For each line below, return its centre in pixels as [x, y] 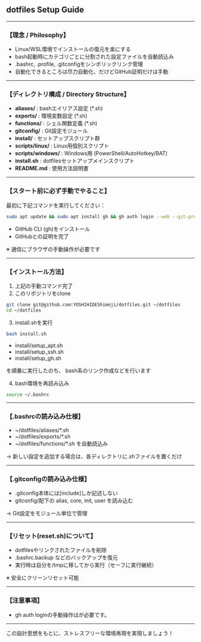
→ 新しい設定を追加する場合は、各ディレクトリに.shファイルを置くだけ [94, 456]
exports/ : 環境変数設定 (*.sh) [51, 116]
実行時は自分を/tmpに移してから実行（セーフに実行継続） [86, 565]
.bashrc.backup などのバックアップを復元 [66, 557]
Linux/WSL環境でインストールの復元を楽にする [73, 49]
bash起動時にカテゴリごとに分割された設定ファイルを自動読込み [95, 57]
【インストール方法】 [37, 272]
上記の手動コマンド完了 [44, 286]
